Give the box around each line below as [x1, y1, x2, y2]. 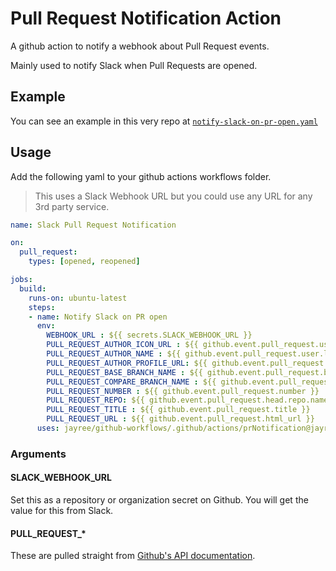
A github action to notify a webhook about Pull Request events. [10, 40, 270, 52]
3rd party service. [34, 200, 110, 212]
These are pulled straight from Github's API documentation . [10, 550, 256, 562]
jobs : [10, 275, 33, 285]
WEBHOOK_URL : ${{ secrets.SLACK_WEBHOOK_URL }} [46, 330, 253, 341]
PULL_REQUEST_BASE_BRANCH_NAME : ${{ [46, 367, 203, 377]
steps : [28, 302, 56, 312]
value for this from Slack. [10, 505, 114, 517]
